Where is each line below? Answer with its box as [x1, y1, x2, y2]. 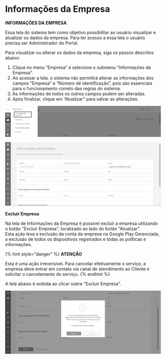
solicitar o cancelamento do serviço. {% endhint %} [5, 271, 110, 277]
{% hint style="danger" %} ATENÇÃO [5, 251, 83, 257]
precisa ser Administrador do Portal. [5, 40, 79, 46]
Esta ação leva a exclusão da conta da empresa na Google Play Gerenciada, [5, 231, 160, 237]
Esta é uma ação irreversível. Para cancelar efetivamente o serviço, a [5, 261, 146, 267]
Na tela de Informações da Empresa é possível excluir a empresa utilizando [5, 220, 158, 226]
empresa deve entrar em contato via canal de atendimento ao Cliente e [5, 266, 150, 272]
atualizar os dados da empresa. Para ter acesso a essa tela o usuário [5, 35, 145, 41]
